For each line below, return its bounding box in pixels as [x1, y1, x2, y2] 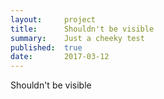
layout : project [10, 14, 97, 25]
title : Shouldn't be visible [10, 24, 155, 34]
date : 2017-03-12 [10, 52, 110, 62]
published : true [10, 42, 83, 53]
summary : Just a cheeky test [10, 33, 145, 43]
